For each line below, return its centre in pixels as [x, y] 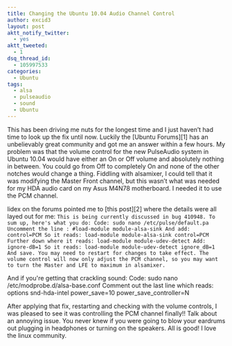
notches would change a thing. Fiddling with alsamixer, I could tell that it [110, 173]
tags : [15, 84]
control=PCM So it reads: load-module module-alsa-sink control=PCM [108, 235]
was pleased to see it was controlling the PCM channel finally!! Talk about [112, 313]
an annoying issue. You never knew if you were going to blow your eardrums [116, 320]
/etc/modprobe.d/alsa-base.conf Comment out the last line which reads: [110, 285]
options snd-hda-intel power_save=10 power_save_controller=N [98, 292]
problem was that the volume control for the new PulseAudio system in [108, 151]
